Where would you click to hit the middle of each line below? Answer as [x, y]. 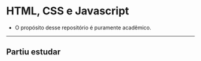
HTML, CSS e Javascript [68, 11]
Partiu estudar [33, 52]
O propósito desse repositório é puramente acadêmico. [83, 28]
